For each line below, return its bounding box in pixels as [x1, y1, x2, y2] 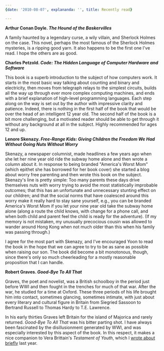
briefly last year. [5, 340, 38, 346]
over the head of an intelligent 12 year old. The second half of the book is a [5, 111, 156, 117]
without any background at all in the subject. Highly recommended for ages [5, 121, 157, 127]
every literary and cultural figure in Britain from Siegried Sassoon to [5, 299, 141, 305]
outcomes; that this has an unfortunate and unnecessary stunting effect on [5, 187, 156, 193]
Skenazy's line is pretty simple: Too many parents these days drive [5, 177, 140, 183]
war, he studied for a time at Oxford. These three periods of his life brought [5, 289, 157, 295]
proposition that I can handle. [5, 259, 65, 265]
